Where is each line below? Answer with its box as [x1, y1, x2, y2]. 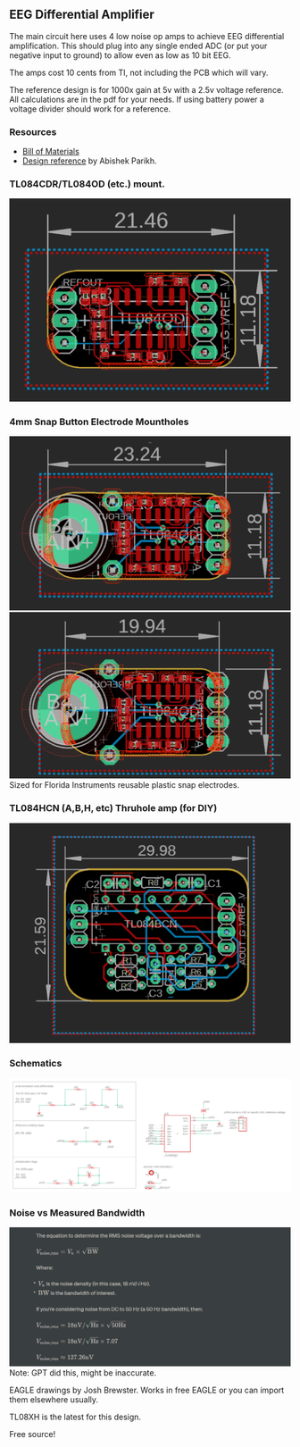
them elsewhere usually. [9, 1393, 99, 1405]
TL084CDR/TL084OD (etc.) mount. [9, 178, 165, 190]
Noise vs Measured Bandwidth [9, 1206, 146, 1218]
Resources [9, 125, 57, 138]
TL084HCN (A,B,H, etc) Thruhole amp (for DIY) [9, 802, 218, 815]
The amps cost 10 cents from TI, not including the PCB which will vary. [9, 67, 269, 78]
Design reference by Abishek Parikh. [21, 155, 158, 166]
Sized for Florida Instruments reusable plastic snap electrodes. [9, 780, 240, 790]
